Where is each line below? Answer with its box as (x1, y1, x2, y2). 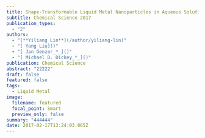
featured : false (6, 77, 48, 83)
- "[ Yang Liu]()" (12, 43, 59, 49)
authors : (6, 32, 29, 38)
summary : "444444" (6, 117, 53, 123)
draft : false (6, 71, 40, 78)
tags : (6, 83, 20, 89)
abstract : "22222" (6, 65, 53, 72)
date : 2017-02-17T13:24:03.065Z (6, 123, 88, 129)
